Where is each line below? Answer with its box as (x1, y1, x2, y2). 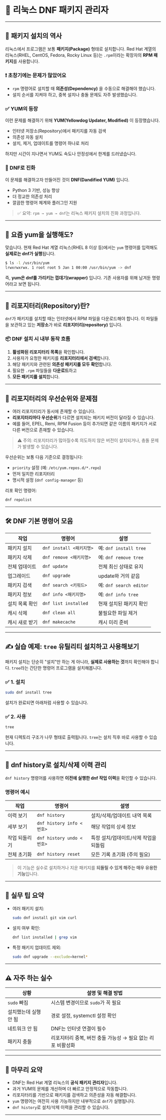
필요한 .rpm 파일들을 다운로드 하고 (12, 368, 77, 373)
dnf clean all (42, 609, 76, 615)
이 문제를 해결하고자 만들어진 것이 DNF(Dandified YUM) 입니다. (5, 177, 130, 183)
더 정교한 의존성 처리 (12, 193, 52, 199)
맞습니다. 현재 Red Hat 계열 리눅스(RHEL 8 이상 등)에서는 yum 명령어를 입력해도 (5, 244, 158, 250)
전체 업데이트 (7, 563, 37, 570)
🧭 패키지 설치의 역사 (5, 32, 62, 40)
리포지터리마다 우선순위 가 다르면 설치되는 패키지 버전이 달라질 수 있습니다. (12, 415, 155, 420)
